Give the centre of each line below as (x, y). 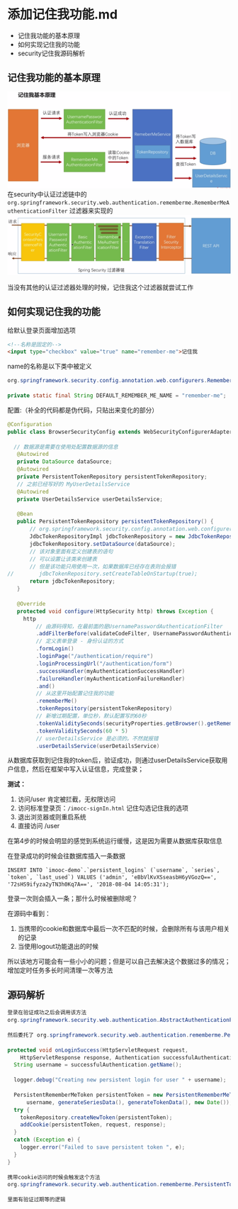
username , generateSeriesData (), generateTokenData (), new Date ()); (129, 1102)
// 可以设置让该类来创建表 (63, 559)
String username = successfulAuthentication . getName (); (98, 1065)
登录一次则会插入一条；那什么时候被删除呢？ (73, 898)
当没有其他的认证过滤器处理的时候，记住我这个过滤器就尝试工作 (100, 287)
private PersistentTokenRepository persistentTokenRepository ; (112, 477)
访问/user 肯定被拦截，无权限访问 (66, 799)
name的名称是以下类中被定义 (50, 367)
